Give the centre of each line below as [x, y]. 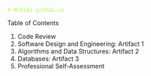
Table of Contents [33, 23]
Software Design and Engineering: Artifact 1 [80, 44]
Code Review [37, 36]
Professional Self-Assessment [61, 66]
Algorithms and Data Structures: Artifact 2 [78, 51]
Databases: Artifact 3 [48, 59]
